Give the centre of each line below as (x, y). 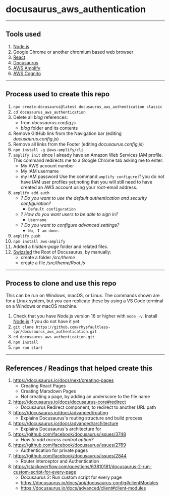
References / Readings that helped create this (79, 368)
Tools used (23, 34)
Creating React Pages (43, 386)
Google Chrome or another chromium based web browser (73, 52)
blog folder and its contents (49, 128)
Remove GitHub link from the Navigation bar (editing (67, 133)
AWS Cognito (27, 73)
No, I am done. (44, 231)
